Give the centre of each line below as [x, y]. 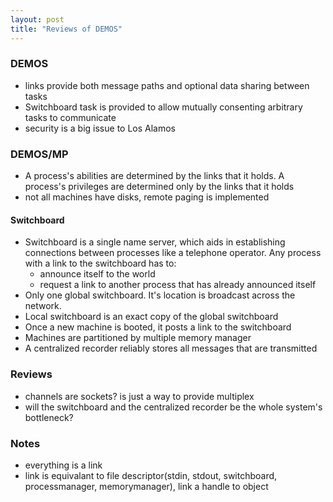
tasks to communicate [70, 117]
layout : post [37, 19]
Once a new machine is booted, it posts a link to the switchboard [158, 327]
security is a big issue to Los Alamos [100, 128]
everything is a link [63, 465]
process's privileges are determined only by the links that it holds [159, 187]
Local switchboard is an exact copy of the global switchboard [151, 317]
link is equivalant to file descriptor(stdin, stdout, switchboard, [151, 475]
